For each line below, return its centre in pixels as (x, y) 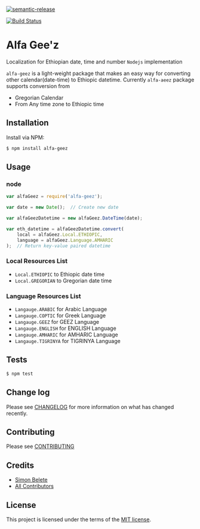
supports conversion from (38, 86)
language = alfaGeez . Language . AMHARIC (65, 240)
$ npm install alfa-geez (37, 148)
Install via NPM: (25, 137)
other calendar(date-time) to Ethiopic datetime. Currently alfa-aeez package (100, 79)
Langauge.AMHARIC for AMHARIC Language (66, 335)
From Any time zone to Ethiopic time (59, 104)
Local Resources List (37, 261)
